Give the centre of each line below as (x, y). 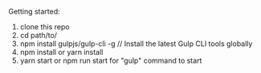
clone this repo (45, 27)
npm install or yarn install (61, 52)
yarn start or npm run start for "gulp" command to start (111, 60)
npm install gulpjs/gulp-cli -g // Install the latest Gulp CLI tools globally (136, 44)
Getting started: (34, 12)
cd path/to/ (39, 35)
